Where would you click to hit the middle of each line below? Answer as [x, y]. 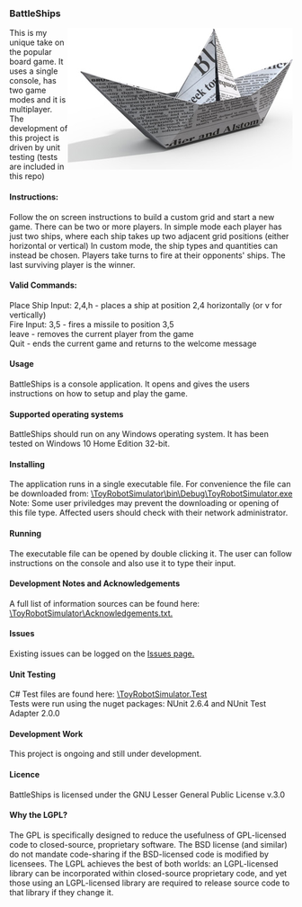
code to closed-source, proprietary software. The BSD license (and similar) [148, 844]
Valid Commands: [44, 285]
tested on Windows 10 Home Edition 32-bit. [90, 444]
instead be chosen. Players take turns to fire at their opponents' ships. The [147, 255]
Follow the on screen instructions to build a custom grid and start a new [142, 217]
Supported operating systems [67, 414]
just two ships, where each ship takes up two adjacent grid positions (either [149, 236]
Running [26, 533]
